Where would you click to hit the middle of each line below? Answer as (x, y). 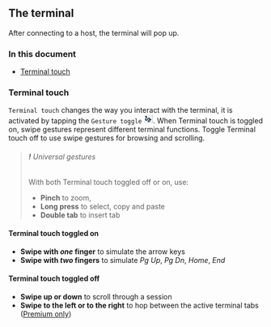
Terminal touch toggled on (54, 234)
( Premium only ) (46, 314)
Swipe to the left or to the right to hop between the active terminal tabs (139, 305)
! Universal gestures (62, 157)
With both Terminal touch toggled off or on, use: (108, 182)
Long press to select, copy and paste (103, 206)
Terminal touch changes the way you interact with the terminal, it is (121, 110)
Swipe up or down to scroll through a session (96, 297)
